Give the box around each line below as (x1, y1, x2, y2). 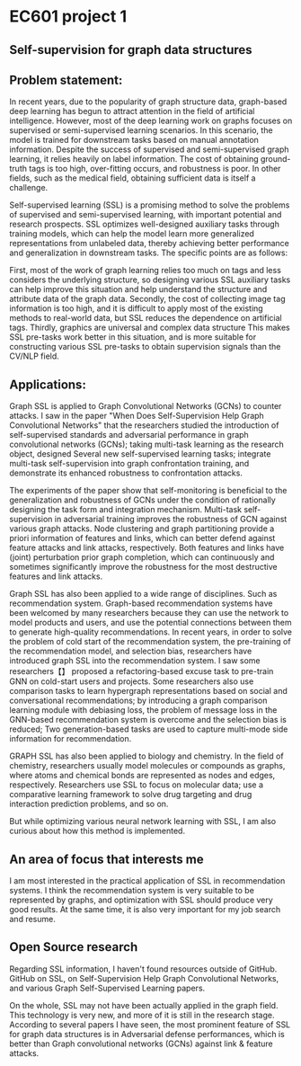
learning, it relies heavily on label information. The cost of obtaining (9, 154, 259, 164)
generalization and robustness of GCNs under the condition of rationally (9, 494, 276, 505)
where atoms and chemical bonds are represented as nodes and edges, (9, 770, 276, 781)
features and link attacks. (9, 571, 103, 582)
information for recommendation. (9, 733, 132, 744)
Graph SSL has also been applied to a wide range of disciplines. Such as (9, 589, 278, 600)
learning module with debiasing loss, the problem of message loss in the (9, 705, 278, 715)
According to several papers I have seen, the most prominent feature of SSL (9, 1018, 291, 1030)
